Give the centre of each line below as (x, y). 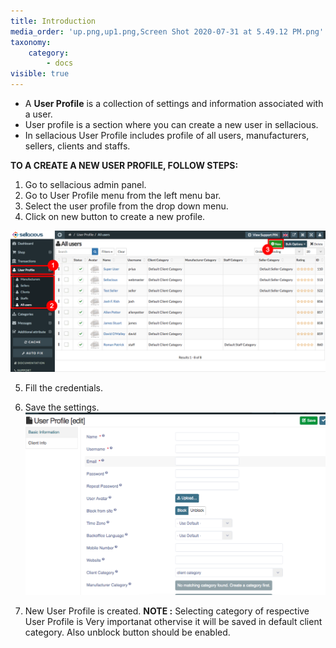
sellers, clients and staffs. (77, 146)
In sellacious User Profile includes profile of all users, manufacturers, (167, 135)
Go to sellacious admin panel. (85, 184)
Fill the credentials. (63, 388)
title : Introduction (53, 21)
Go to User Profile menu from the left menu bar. (123, 195)
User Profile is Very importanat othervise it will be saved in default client (173, 621)
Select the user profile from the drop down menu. (126, 206)
